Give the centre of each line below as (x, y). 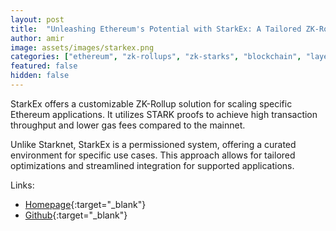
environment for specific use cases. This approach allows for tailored (153, 155)
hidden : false (40, 76)
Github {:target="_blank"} (76, 215)
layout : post (37, 19)
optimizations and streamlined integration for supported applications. (152, 165)
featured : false (44, 66)
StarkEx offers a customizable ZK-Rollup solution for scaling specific (151, 103)
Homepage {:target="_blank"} (85, 204)
